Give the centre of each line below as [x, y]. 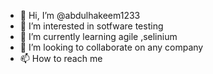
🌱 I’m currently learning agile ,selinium [98, 36]
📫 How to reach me [61, 58]
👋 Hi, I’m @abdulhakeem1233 [80, 15]
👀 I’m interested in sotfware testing [91, 26]
